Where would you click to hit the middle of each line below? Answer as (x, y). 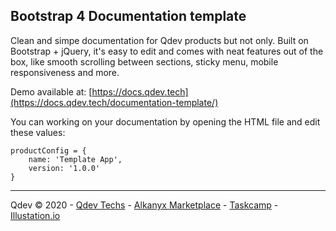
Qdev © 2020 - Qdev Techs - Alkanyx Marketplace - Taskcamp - (144, 205)
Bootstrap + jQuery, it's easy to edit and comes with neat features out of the (167, 51)
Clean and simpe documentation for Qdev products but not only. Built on (159, 40)
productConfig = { (48, 150)
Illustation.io (35, 215)
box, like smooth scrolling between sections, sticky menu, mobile (144, 61)
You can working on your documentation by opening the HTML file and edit (165, 121)
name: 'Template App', (75, 159)
